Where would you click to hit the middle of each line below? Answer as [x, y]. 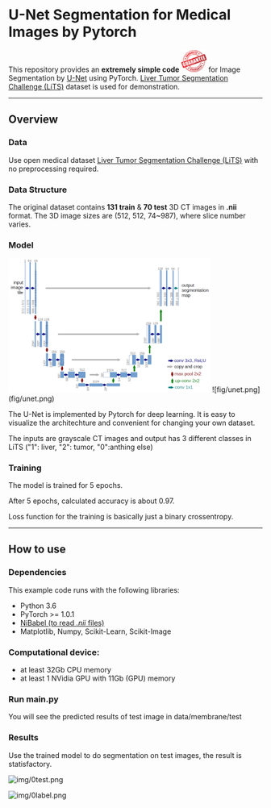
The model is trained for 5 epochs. [66, 485]
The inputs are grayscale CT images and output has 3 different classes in [130, 438]
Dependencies [38, 573]
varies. [20, 224]
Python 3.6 [38, 606]
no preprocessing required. [54, 169]
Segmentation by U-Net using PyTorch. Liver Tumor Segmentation [118, 78]
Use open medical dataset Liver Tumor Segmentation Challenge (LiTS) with [133, 160]
